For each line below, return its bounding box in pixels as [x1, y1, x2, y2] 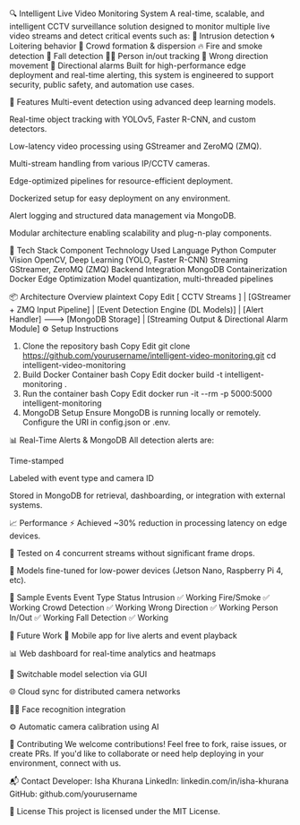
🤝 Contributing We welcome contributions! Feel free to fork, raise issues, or [9, 739, 287, 749]
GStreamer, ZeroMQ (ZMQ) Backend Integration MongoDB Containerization [9, 264, 288, 274]
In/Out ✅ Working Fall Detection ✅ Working [9, 613, 168, 623]
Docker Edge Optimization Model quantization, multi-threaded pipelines [9, 273, 274, 284]
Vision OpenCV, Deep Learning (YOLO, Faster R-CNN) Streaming [9, 254, 249, 265]
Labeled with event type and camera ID [9, 473, 155, 483]
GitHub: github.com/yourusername [9, 788, 138, 799]
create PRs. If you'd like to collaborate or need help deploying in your [9, 748, 264, 759]
